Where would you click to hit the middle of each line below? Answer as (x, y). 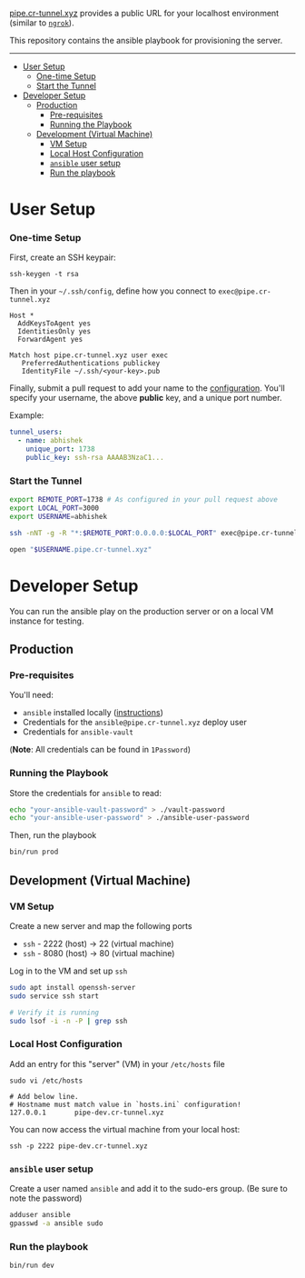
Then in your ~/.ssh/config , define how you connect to (113, 291)
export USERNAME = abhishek (58, 517)
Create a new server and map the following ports (101, 925)
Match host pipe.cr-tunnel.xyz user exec (89, 355)
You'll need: (32, 695)
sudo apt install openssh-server (73, 987)
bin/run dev (32, 1266)
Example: (27, 415)
